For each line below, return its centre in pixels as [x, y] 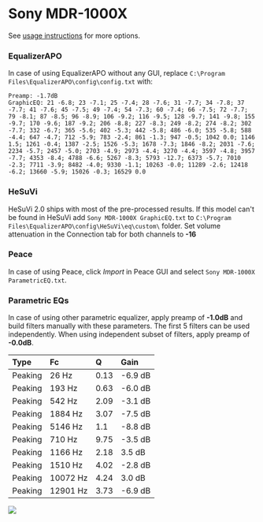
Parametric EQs [39, 300]
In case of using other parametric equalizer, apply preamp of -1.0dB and [125, 318]
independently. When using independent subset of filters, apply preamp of [129, 334]
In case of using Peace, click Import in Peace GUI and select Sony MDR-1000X [132, 271]
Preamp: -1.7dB [33, 96]
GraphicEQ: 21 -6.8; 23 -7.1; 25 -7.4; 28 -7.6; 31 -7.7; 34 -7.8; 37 [126, 103]
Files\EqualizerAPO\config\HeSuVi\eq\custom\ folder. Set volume [115, 226]
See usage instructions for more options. [74, 35]
